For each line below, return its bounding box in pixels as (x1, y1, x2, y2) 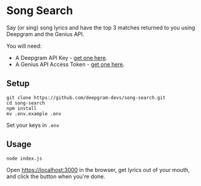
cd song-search (6, 100, 45, 106)
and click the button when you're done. (6, 173, 105, 180)
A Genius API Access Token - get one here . (15, 61, 125, 68)
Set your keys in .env (6, 121, 59, 128)
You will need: (6, 42, 42, 50)
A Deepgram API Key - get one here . (15, 54, 108, 61)
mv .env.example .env (6, 111, 62, 117)
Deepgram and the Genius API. (6, 30, 85, 37)
